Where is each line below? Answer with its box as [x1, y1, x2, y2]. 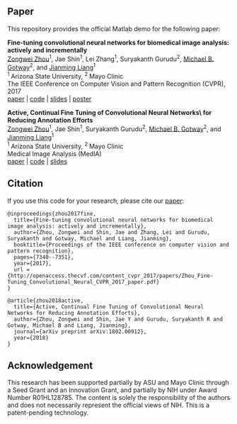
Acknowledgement [7, 359, 93, 372]
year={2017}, [13, 260, 52, 267]
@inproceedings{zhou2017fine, [7, 210, 97, 217]
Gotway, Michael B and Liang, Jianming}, [7, 322, 132, 329]
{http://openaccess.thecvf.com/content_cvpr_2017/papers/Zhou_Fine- [7, 272, 214, 279]
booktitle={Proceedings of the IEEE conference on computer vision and [13, 241, 230, 248]
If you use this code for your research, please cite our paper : [7, 196, 185, 205]
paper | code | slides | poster [7, 94, 92, 103]
